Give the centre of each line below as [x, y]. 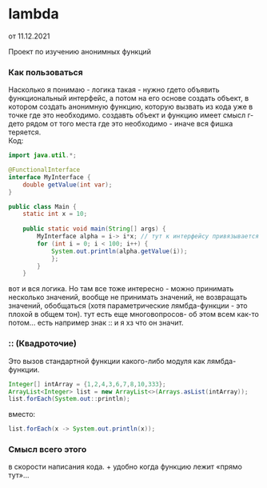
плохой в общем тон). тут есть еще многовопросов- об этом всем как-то [134, 314]
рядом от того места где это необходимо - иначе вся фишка [130, 124]
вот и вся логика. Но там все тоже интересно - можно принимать [121, 289]
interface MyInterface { [50, 177]
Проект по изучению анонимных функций [80, 51]
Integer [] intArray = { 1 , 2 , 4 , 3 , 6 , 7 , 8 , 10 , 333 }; [87, 384]
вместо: [22, 414]
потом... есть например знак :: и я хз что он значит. [96, 323]
